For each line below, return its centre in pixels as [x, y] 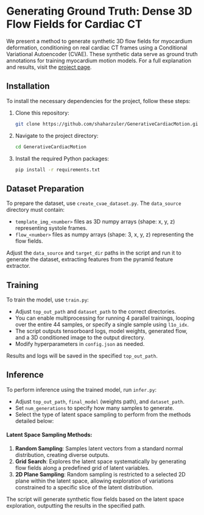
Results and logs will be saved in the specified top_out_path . [82, 356]
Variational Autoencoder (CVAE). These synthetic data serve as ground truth [102, 54]
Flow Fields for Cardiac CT [74, 24]
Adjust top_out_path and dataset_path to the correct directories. [96, 312]
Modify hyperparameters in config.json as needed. [80, 344]
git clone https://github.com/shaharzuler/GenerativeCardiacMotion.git [108, 124]
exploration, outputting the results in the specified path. [76, 506]
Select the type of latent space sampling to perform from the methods [103, 414]
